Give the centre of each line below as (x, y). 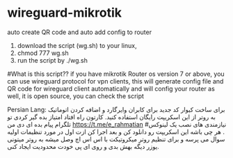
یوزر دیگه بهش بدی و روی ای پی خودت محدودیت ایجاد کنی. (83, 146)
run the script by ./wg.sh (53, 60)
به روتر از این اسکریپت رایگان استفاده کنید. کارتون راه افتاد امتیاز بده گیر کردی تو (111, 117)
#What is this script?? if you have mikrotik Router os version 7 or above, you (116, 74)
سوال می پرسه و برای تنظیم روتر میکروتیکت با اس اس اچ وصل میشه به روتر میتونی (116, 139)
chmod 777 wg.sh (43, 53)
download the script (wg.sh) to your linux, (77, 45)
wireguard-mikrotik (64, 13)
